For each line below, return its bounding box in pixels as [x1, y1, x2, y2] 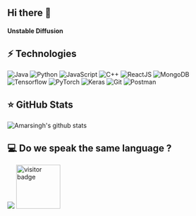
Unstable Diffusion [7, 26, 63, 35]
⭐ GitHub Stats [7, 99, 73, 111]
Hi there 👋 [7, 7, 51, 19]
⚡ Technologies [7, 48, 77, 60]
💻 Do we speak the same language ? [7, 142, 172, 154]
